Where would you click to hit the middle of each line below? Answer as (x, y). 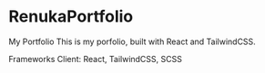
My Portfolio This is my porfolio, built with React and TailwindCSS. (132, 41)
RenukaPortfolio (71, 17)
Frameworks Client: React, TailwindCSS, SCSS (96, 59)
